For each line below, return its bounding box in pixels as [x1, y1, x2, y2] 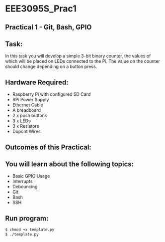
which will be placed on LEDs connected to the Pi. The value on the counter [5, 58, 160, 64]
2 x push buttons [12, 113, 47, 119]
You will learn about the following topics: [5, 160, 134, 168]
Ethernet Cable [12, 102, 43, 108]
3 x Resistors [12, 123, 39, 129]
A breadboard [12, 107, 41, 113]
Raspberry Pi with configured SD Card [12, 91, 91, 97]
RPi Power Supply [12, 97, 49, 103]
